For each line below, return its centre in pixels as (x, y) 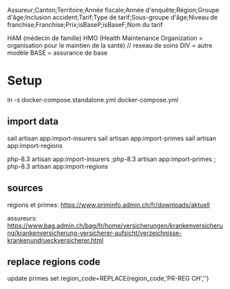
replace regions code (54, 262)
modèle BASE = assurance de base (57, 53)
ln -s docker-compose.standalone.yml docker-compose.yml (93, 100)
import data (33, 121)
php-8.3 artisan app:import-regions (58, 166)
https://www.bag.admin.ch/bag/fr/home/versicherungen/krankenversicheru (115, 225)
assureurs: (23, 218)
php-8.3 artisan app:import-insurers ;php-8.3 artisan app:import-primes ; (112, 159)
